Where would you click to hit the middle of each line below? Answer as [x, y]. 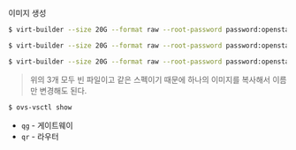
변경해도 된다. [63, 90]
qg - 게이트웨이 [47, 125]
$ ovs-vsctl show [40, 107]
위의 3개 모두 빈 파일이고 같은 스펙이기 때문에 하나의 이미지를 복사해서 [150, 79]
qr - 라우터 [40, 136]
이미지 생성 [27, 13]
